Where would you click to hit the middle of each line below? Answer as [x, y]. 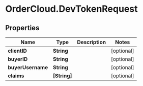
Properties [22, 28]
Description [91, 42]
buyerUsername [28, 67]
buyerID [18, 59]
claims [16, 76]
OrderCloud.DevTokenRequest [71, 9]
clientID [17, 51]
